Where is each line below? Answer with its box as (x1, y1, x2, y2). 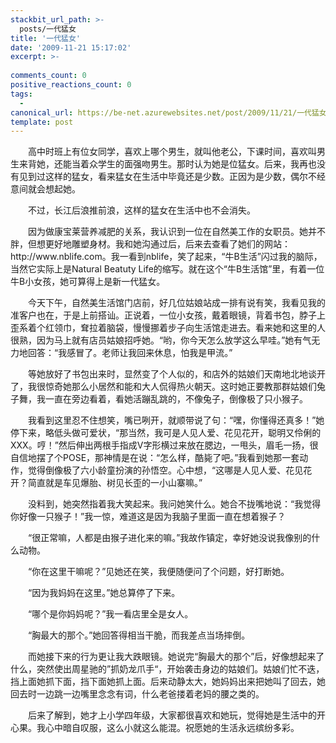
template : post (10, 117, 74, 127)
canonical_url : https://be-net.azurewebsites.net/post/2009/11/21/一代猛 (10, 107, 320, 118)
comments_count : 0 (10, 71, 87, 81)
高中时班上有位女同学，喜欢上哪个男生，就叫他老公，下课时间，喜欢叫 (28, 146, 317, 158)
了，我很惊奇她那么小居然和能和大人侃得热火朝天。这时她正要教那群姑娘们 (10, 381, 317, 393)
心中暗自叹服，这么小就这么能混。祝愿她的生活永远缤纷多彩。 (44, 722, 300, 734)
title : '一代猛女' (10, 33, 82, 43)
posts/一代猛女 (19, 24, 77, 34)
